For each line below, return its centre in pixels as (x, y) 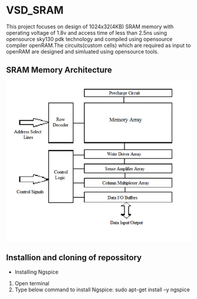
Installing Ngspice (37, 272)
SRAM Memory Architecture (59, 70)
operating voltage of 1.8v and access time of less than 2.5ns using (86, 32)
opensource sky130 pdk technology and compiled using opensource (89, 39)
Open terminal (32, 283)
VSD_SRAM (35, 10)
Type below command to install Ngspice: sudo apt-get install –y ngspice (102, 290)
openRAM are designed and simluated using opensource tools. (83, 51)
